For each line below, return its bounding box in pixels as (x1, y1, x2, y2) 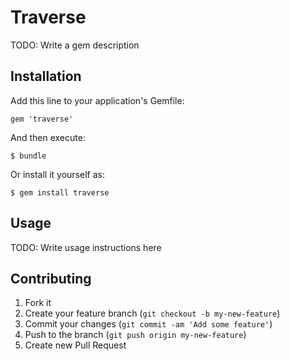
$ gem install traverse (10, 187, 110, 198)
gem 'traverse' (10, 114, 74, 124)
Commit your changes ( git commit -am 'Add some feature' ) (24, 318, 273, 330)
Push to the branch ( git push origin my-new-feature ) (24, 329, 247, 341)
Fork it (24, 297, 52, 309)
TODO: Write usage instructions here (10, 241, 162, 253)
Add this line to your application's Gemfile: (10, 94, 185, 106)
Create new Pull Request (24, 339, 127, 351)
